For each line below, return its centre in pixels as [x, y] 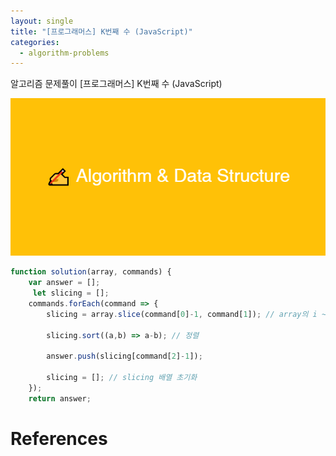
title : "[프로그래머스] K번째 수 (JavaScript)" [101, 31]
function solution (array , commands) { [91, 272]
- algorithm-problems [64, 53]
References [59, 438]
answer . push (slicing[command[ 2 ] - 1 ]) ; [124, 356]
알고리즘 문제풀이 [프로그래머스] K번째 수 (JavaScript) [116, 84]
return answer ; [60, 398]
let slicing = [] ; [71, 293]
